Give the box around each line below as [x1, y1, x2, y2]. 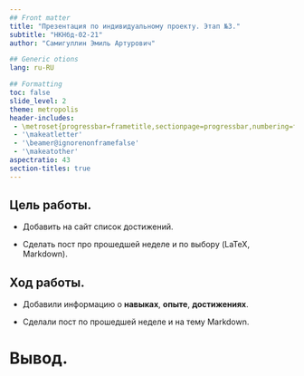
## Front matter [9, 13, 71, 23]
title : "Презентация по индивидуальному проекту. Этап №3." [9, 22, 242, 31]
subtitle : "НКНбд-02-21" [9, 30, 103, 39]
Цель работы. [9, 198, 92, 213]
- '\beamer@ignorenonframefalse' [13, 139, 140, 148]
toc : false [9, 88, 51, 97]
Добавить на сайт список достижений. [22, 221, 174, 232]
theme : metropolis [9, 105, 79, 114]
